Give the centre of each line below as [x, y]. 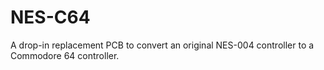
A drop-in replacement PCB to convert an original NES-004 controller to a [162, 45]
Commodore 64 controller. [65, 55]
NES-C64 [50, 17]
